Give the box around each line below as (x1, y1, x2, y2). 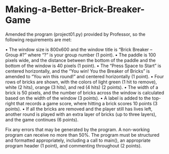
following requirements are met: (5, 37, 72, 43)
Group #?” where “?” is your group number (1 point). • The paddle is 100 (5, 52, 156, 58)
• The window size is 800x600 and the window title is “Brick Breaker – (5, 46, 153, 52)
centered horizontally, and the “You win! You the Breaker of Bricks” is (5, 68, 150, 74)
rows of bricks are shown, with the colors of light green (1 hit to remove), (5, 79, 157, 85)
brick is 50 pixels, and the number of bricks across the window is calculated (5, 89, 164, 96)
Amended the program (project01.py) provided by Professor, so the (5, 31, 146, 37)
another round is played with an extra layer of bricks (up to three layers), (5, 111, 157, 117)
